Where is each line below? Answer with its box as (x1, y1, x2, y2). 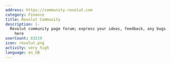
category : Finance (5, 12, 45, 17)
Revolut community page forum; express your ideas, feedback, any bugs (10, 26, 166, 31)
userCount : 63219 (5, 36, 42, 41)
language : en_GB (5, 50, 40, 55)
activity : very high (5, 45, 50, 50)
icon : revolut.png (5, 41, 45, 46)
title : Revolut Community (5, 17, 60, 22)
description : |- (5, 21, 40, 27)
